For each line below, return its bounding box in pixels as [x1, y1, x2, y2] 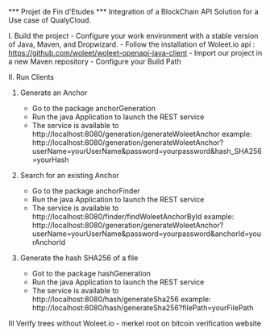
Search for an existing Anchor [19, 171, 119, 180]
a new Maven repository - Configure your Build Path [8, 56, 181, 66]
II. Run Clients [8, 73, 55, 81]
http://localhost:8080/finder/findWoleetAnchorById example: [31, 212, 235, 221]
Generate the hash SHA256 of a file [19, 253, 139, 263]
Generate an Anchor [19, 88, 88, 97]
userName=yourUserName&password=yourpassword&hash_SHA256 [31, 147, 262, 156]
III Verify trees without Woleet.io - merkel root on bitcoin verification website [8, 318, 262, 328]
